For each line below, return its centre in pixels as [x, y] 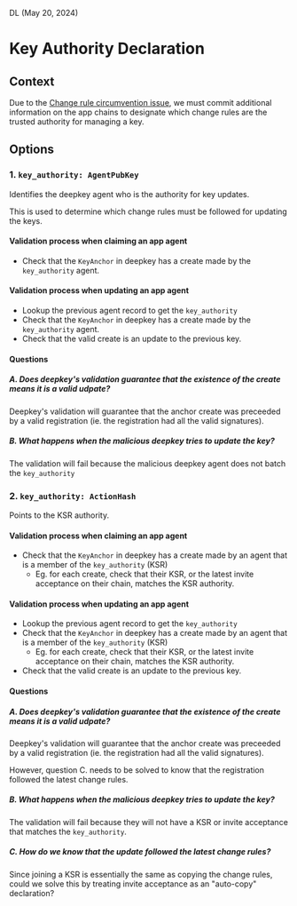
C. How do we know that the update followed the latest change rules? [140, 852]
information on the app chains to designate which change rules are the [138, 112]
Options [32, 150]
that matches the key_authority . [68, 831]
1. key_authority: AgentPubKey [74, 175]
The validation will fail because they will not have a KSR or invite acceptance [148, 822]
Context [32, 81]
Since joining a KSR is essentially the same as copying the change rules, [141, 874]
